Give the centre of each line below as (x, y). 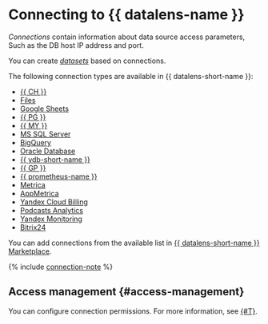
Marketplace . (30, 251)
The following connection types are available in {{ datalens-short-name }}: (131, 76)
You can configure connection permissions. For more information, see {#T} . (133, 311)
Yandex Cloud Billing (54, 202)
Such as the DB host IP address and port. (76, 45)
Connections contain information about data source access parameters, (127, 37)
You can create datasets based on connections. (87, 61)
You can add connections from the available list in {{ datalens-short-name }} (134, 243)
